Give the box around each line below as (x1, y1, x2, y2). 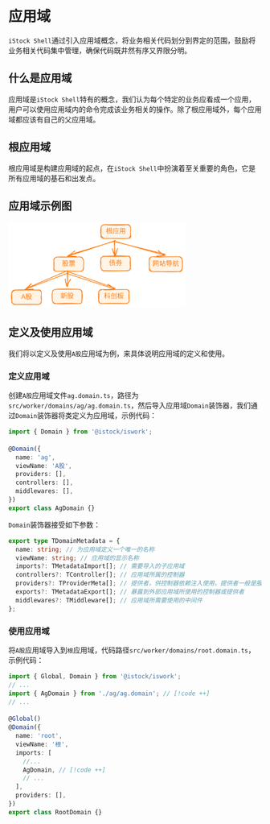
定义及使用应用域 (8, 325, 93, 339)
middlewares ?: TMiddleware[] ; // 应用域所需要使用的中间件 (15, 596, 203, 604)
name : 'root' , (15, 732, 63, 740)
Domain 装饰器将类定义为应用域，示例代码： (15, 411, 157, 420)
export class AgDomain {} (8, 504, 95, 512)
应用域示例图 (8, 199, 72, 213)
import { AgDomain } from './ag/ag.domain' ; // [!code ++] (8, 689, 211, 698)
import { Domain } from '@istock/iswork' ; (8, 428, 153, 436)
